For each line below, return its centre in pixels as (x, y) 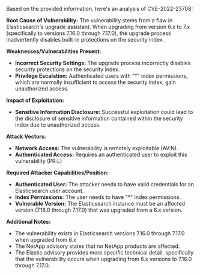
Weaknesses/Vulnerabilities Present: (54, 51)
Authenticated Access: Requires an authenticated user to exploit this (101, 154)
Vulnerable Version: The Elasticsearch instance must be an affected (100, 204)
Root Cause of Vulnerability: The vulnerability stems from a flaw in (89, 20)
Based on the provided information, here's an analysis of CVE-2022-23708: (100, 9)
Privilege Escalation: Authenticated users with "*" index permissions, (101, 76)
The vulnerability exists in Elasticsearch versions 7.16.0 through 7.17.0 (100, 233)
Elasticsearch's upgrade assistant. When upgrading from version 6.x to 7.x (98, 27)
